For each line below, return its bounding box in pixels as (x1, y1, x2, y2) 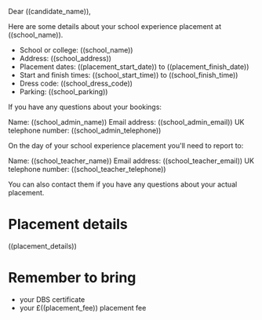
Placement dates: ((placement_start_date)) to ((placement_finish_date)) (19, 62, 249, 71)
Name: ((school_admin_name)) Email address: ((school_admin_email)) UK (8, 118, 245, 126)
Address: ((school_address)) (19, 54, 112, 63)
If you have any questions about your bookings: (8, 102, 162, 111)
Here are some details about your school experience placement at (8, 22, 222, 31)
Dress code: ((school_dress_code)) (19, 78, 133, 88)
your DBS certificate (19, 294, 86, 304)
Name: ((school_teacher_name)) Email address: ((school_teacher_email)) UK (8, 156, 255, 165)
